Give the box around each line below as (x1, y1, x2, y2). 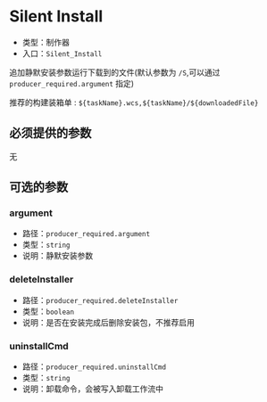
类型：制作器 (21, 37, 70, 47)
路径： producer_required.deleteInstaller (21, 294, 179, 305)
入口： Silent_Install (21, 47, 103, 59)
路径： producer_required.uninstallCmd (21, 361, 167, 372)
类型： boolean (21, 306, 74, 316)
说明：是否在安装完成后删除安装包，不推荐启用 (21, 316, 195, 327)
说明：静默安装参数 (21, 250, 94, 261)
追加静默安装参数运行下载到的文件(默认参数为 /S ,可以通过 (9, 67, 221, 78)
